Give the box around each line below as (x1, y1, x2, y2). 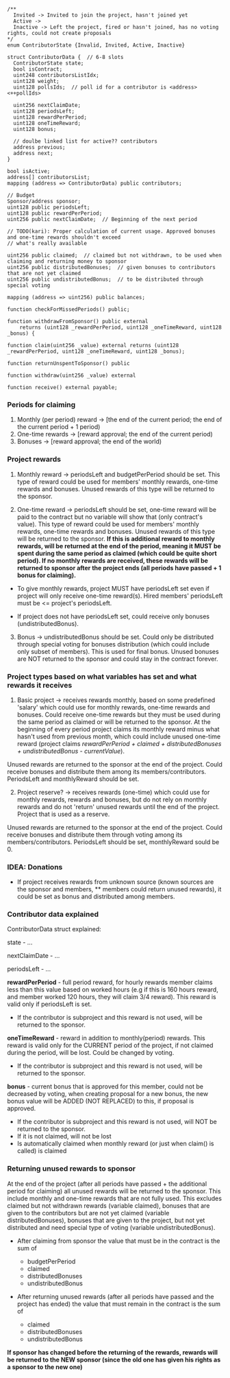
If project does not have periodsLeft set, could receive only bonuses (16, 612, 210, 620)
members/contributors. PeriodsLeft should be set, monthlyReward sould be (7, 837, 220, 846)
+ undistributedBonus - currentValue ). (16, 747, 125, 755)
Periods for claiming (7, 399, 76, 409)
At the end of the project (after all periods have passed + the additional (7, 1180, 207, 1188)
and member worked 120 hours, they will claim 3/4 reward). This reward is (7, 993, 217, 1001)
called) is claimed (16, 1147, 67, 1155)
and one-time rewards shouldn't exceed (7, 234, 121, 241)
